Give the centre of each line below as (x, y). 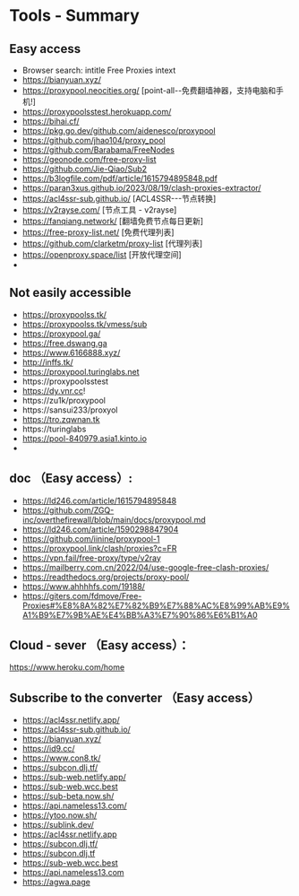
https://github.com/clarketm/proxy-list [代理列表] (112, 244)
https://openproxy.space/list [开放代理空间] (102, 255)
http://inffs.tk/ (47, 362)
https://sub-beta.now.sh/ (68, 796)
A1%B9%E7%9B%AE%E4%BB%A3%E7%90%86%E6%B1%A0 (140, 614)
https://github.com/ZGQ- (68, 510)
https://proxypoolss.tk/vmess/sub (85, 324)
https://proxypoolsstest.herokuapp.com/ (97, 112)
